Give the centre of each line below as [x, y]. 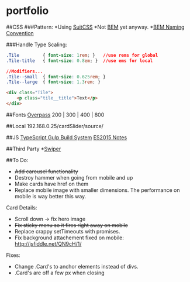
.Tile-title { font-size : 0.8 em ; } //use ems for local [80, 61]
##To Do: [17, 160]
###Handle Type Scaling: [37, 44]
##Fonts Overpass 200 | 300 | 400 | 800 [55, 115]
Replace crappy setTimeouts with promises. [67, 231]
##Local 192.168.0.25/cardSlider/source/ [55, 126]
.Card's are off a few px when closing [59, 273]
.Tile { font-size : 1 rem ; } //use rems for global [82, 55]
